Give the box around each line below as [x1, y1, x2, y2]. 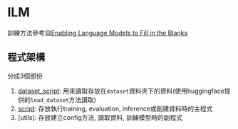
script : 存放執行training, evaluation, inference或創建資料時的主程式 [17, 104, 213, 113]
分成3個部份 [7, 72, 43, 80]
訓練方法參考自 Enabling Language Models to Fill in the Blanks [7, 28, 188, 37]
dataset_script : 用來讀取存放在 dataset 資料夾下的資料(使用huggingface [17, 86, 224, 95]
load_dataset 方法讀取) [30, 95, 96, 103]
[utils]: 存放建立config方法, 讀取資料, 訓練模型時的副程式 [17, 113, 183, 121]
